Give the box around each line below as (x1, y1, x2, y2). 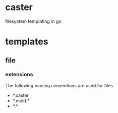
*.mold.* (12, 97, 30, 103)
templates (5, 36, 49, 47)
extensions (5, 71, 33, 78)
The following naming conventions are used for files (5, 82, 113, 88)
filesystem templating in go (5, 18, 62, 24)
